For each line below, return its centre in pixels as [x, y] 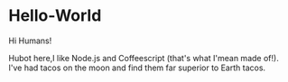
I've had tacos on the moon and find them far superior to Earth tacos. [137, 68]
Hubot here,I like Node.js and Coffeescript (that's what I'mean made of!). [144, 58]
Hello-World [55, 16]
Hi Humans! [30, 41]
